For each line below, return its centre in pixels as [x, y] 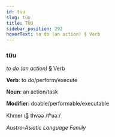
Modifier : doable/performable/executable [58, 104]
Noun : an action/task [32, 92]
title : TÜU [20, 23]
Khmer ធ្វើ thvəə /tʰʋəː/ [34, 116]
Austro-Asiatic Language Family [46, 128]
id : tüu [16, 12]
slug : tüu [19, 18]
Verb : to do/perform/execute [42, 80]
